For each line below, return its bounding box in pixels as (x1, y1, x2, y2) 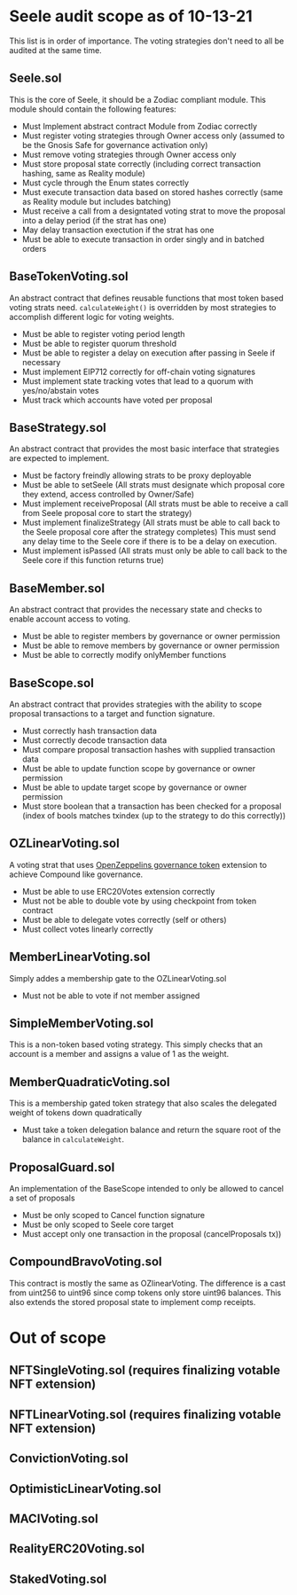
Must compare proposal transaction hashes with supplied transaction (21, 745, 276, 754)
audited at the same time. (9, 44, 102, 55)
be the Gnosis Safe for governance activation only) (21, 139, 208, 150)
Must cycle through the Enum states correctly (21, 177, 189, 188)
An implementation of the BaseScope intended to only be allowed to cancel (9, 1184, 284, 1194)
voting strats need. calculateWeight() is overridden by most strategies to (9, 301, 277, 312)
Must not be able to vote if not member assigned (21, 990, 200, 1001)
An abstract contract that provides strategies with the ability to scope (9, 699, 262, 709)
